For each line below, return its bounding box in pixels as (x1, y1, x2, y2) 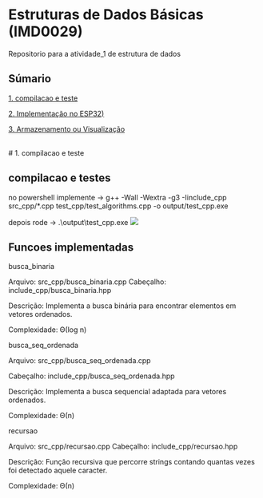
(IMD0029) (8, 22, 83, 41)
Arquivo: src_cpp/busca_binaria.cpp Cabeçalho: (8, 277, 166, 287)
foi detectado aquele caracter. (8, 465, 108, 476)
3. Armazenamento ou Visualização (8, 124, 126, 133)
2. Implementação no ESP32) (8, 109, 105, 118)
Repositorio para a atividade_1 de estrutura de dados (8, 49, 181, 58)
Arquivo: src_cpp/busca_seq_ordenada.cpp (8, 356, 151, 366)
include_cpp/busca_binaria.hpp (8, 286, 112, 295)
